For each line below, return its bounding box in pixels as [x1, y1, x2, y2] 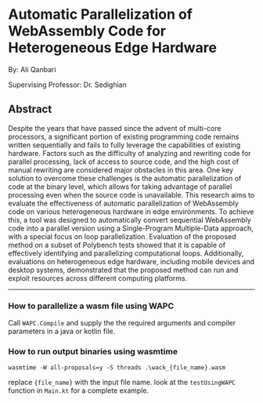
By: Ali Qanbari [8, 64, 56, 74]
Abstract [8, 103, 52, 116]
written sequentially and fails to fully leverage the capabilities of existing [8, 140, 241, 150]
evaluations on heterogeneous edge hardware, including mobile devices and [8, 256, 255, 266]
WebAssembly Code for [8, 22, 167, 40]
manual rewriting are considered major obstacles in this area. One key [8, 165, 233, 174]
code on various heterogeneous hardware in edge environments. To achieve [8, 206, 254, 216]
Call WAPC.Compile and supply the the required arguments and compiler [8, 318, 236, 328]
